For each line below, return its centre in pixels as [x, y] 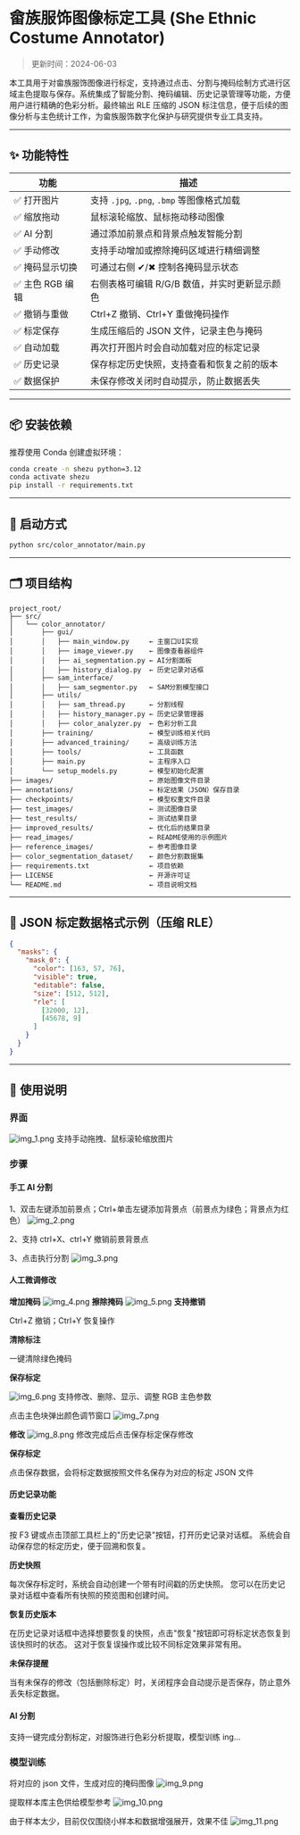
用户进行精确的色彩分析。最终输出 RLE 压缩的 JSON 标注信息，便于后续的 [145, 104]
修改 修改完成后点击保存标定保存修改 [101, 1434]
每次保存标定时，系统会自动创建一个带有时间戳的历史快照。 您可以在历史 [143, 1584]
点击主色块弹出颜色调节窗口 [60, 1415]
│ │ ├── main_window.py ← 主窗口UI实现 [104, 641]
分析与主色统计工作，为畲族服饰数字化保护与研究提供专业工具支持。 [142, 116]
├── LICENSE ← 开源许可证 [100, 875]
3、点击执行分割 [39, 1258]
